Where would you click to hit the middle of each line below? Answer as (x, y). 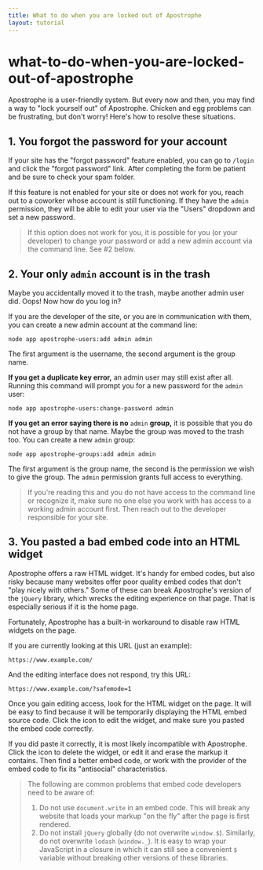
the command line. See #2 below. (81, 249)
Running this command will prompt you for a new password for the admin (126, 386)
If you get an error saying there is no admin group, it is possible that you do (130, 423)
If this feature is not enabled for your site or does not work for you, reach (126, 193)
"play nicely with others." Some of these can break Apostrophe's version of (130, 589)
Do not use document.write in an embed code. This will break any (144, 807)
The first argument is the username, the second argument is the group (122, 354)
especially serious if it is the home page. (73, 607)
